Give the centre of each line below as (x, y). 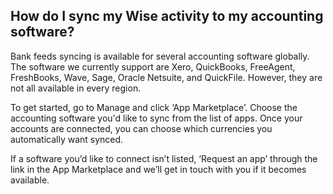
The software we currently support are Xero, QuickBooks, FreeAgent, (153, 66)
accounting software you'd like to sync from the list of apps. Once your (156, 118)
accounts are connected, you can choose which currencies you (141, 128)
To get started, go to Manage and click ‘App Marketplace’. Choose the (154, 107)
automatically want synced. (67, 139)
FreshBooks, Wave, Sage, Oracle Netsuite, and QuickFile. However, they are (166, 77)
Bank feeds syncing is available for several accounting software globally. (160, 56)
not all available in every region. (76, 88)
